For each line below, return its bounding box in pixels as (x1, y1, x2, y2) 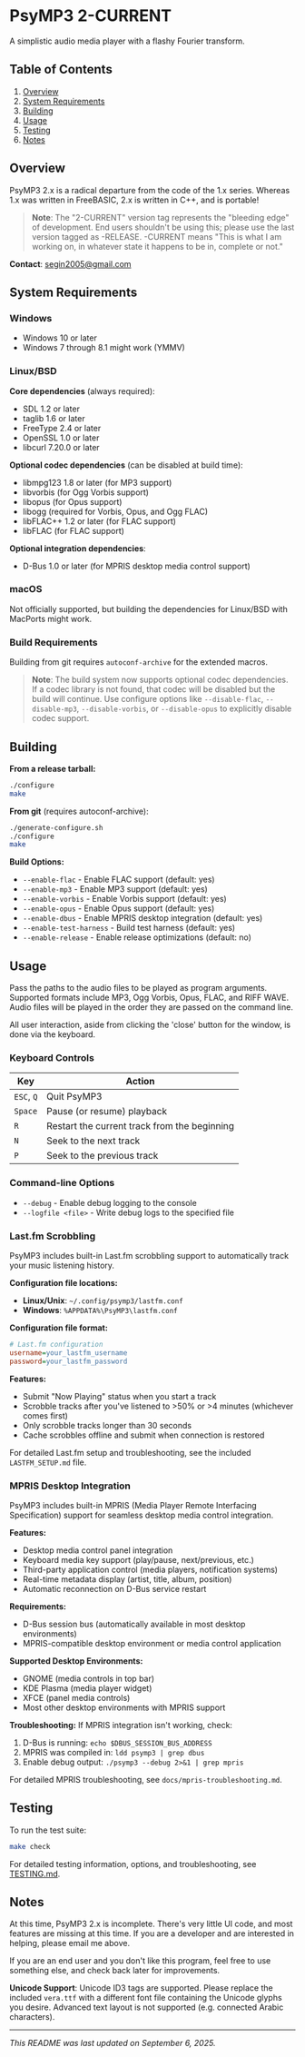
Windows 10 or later (22, 332, 97, 343)
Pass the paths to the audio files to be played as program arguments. (9, 983, 268, 994)
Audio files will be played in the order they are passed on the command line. (9, 1002, 293, 1013)
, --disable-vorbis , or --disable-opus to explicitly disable (76, 703, 292, 714)
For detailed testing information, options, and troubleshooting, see (9, 1858, 257, 1869)
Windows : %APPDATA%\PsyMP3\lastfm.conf (22, 1305, 179, 1316)
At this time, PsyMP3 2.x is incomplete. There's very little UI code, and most (9, 1918, 293, 1930)
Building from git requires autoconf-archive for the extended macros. (9, 657, 268, 668)
